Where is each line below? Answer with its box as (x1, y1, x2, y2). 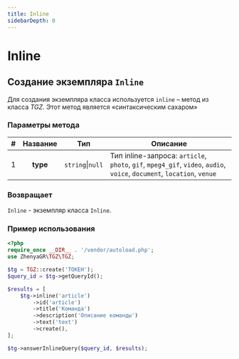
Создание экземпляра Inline (7, 76, 144, 88)
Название (22, 138, 58, 148)
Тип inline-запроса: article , (110, 150, 208, 160)
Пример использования (7, 224, 95, 234)
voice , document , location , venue (110, 168, 217, 178)
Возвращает (7, 189, 53, 199)
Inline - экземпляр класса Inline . (7, 206, 112, 214)
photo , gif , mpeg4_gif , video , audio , (110, 160, 226, 170)
